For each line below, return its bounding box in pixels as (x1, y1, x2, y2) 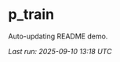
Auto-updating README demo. (8, 31, 108, 41)
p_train (8, 5, 55, 24)
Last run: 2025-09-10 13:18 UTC (8, 46, 112, 56)
